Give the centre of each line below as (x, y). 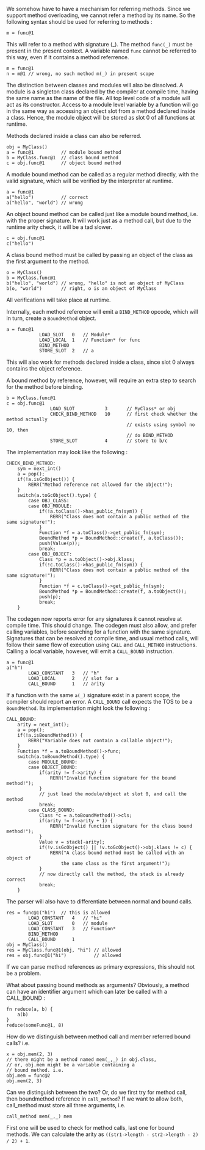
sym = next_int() (39, 469)
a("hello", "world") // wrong (45, 203)
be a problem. (24, 973)
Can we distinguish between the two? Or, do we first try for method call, (97, 1092)
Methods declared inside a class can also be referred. (74, 136)
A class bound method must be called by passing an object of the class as (100, 255)
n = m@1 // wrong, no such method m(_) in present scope (80, 74)
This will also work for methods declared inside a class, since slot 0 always (101, 362)
